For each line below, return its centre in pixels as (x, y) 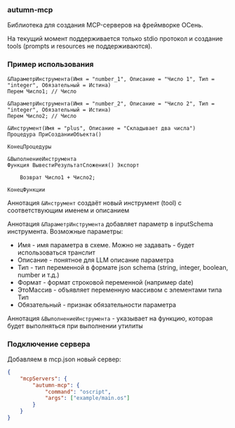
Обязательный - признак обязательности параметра (97, 304)
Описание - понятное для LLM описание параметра (95, 260)
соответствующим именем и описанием (68, 210)
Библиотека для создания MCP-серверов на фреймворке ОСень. (105, 25)
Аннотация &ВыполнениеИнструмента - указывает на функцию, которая (110, 318)
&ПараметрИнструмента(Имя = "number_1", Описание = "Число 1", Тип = (111, 79)
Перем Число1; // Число (42, 91)
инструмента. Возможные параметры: (65, 231)
